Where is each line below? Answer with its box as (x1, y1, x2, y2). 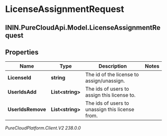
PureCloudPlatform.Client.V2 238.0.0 (5, 125, 81, 131)
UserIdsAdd (7, 89, 37, 96)
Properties (5, 48, 39, 56)
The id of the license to (85, 71, 139, 78)
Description (98, 63, 127, 70)
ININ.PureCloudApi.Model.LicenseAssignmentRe (5, 23, 161, 32)
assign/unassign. (85, 77, 125, 84)
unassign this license (85, 106, 134, 113)
